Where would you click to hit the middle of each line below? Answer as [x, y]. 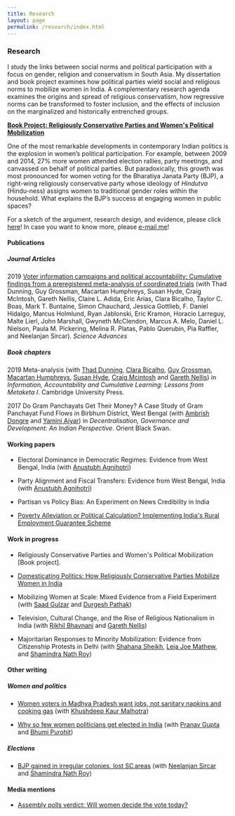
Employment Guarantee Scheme [64, 523]
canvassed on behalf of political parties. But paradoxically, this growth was [115, 168]
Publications [26, 243]
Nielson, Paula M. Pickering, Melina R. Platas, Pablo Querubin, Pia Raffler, [113, 329]
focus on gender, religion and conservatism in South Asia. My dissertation [114, 74]
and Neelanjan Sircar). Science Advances [67, 336]
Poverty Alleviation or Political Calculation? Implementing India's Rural [118, 516]
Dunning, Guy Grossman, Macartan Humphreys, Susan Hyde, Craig [105, 291]
